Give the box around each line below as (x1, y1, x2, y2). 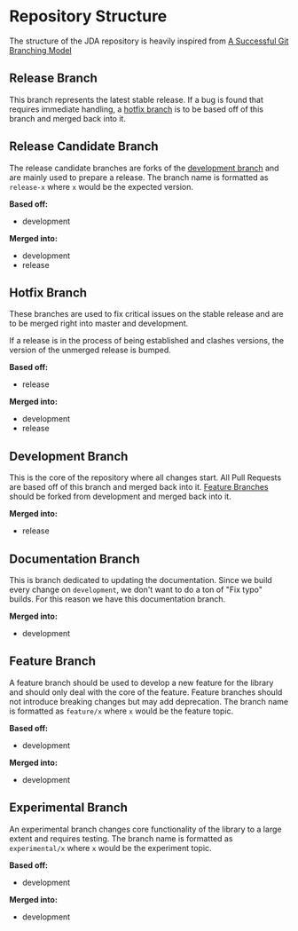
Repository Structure (9, 6, 168, 27)
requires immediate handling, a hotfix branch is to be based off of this (9, 104, 264, 114)
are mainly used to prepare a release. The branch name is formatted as (9, 171, 269, 183)
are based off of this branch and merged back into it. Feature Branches (9, 482, 269, 493)
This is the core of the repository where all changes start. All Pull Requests (9, 472, 282, 483)
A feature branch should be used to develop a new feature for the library (9, 677, 274, 688)
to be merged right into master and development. (9, 318, 189, 329)
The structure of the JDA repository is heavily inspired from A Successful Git (9, 36, 289, 46)
